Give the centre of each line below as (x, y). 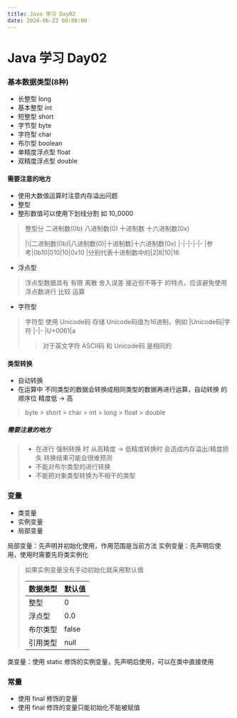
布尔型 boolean (40, 143)
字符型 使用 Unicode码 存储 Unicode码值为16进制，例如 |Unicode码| (124, 322)
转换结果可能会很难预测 (78, 458)
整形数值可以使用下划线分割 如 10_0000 (75, 213)
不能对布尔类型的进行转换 (73, 467)
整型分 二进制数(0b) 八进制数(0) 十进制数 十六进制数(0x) (107, 229)
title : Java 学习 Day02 (42, 14)
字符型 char (35, 134)
